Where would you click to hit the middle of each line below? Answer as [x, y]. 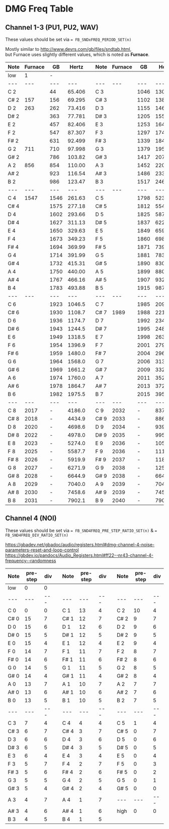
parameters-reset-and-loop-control [42, 550]
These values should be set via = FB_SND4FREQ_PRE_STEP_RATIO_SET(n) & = [81, 530]
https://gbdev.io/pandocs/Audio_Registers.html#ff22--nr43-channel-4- [79, 555]
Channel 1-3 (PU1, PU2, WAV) [52, 27]
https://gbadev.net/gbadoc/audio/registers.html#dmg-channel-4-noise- [80, 544]
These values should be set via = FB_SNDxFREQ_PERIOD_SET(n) [68, 39]
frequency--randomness [31, 560]
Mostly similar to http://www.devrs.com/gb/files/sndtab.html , [68, 49]
